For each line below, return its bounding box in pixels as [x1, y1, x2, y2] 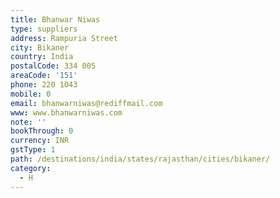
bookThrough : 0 [10, 126, 74, 136]
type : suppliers [10, 24, 78, 34]
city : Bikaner [10, 42, 70, 53]
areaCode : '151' [10, 71, 78, 81]
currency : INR [10, 136, 70, 146]
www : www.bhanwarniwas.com [10, 107, 123, 118]
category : [10, 163, 52, 173]
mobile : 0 [10, 89, 52, 99]
